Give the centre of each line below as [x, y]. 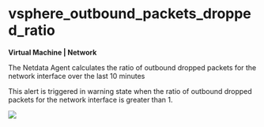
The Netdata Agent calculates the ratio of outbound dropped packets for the [132, 67]
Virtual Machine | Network [53, 52]
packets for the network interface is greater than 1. [91, 99]
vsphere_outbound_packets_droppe [130, 14]
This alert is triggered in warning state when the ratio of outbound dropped [130, 91]
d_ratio [32, 30]
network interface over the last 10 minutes [77, 76]
